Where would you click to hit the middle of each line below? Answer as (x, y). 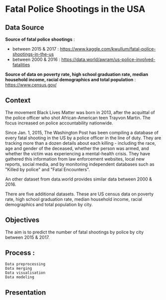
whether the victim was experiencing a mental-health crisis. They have (78, 153)
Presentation (26, 292)
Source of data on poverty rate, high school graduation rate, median (77, 74)
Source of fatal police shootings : (40, 39)
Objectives (22, 220)
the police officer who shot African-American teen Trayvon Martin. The (78, 118)
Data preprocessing (25, 264)
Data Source (25, 28)
